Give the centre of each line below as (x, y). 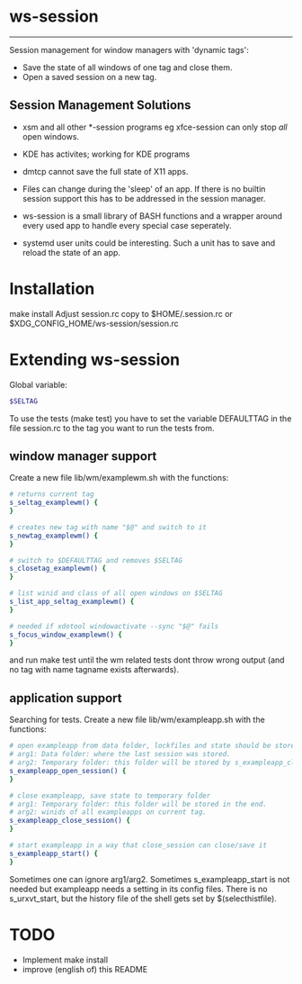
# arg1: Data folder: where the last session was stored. (120, 754)
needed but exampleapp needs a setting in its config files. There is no (138, 889)
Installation (52, 289)
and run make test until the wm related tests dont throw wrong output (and (147, 660)
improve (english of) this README (85, 969)
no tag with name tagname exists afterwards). (94, 670)
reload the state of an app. (71, 252)
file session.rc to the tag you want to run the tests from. (112, 428)
